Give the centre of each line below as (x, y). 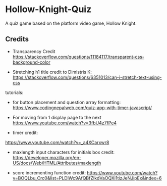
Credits (17, 39)
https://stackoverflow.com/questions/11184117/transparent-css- (78, 57)
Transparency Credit (34, 51)
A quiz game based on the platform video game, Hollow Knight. (71, 23)
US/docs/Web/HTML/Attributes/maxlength (57, 163)
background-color (31, 62)
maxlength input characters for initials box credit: (64, 152)
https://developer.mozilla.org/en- (47, 157)
